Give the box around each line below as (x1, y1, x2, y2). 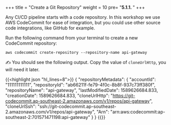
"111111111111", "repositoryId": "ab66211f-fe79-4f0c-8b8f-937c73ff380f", (5, 82, 156, 88)
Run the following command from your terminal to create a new (5, 35, 138, 41)
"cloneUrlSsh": (5, 104, 37, 109)
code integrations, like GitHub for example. (5, 25, 95, 31)
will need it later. (5, 67, 40, 73)
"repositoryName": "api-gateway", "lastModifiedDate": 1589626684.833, (5, 87, 158, 93)
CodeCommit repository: (5, 40, 57, 46)
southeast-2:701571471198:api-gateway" (5, 114, 90, 120)
